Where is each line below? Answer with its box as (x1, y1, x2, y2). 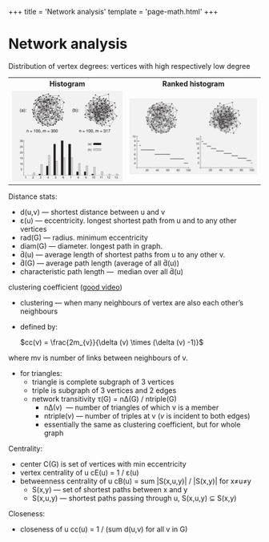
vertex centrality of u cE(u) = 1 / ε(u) (19, 468, 139, 478)
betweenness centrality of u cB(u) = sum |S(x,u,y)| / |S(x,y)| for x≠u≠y (19, 476, 252, 486)
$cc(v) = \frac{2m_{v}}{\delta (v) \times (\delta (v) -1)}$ (19, 338, 204, 347)
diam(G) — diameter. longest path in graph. (19, 241, 163, 251)
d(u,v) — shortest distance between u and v (19, 208, 166, 217)
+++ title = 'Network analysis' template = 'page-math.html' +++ (8, 7, 219, 16)
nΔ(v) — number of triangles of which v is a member (43, 402, 219, 412)
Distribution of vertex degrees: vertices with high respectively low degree (8, 61, 251, 71)
